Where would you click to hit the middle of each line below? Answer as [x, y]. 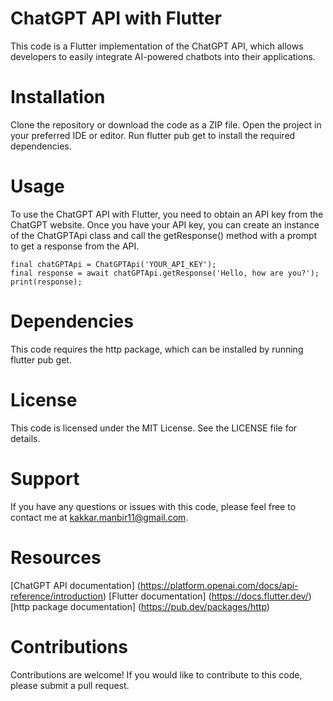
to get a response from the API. [75, 246]
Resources [56, 557]
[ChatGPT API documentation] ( [75, 585]
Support [45, 478]
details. [25, 438]
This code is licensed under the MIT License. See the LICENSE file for [154, 428]
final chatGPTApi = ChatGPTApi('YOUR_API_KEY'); [113, 264]
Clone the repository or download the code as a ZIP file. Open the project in [166, 124]
